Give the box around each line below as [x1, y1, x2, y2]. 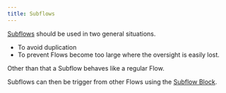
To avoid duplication [17, 43, 77, 51]
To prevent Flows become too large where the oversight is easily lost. [17, 50, 220, 59]
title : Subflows [7, 10, 55, 17]
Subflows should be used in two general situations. [7, 29, 156, 38]
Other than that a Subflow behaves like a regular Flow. [7, 64, 165, 72]
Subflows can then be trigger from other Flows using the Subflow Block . [7, 78, 218, 86]
